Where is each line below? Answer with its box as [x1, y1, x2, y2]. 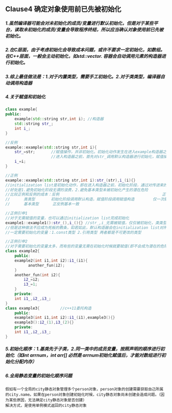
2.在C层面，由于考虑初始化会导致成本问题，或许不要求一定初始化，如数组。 [5, 47, 165, 53]
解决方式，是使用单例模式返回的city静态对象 [5, 403, 87, 408]
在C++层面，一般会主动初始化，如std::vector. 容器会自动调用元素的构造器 [5, 53, 162, 59]
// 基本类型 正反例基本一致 [5, 202, 80, 207]
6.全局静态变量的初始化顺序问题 [5, 373, 72, 379]
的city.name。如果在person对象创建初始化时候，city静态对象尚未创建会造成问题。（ [5, 392, 161, 398]
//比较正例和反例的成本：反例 [5, 192, 60, 197]
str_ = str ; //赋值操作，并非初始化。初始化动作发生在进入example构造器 [14, 149, 163, 155]
